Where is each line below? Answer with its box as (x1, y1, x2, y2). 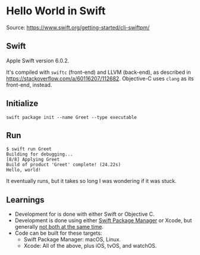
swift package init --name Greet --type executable (6, 114, 137, 120)
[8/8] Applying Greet (6, 157, 60, 163)
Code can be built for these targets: (14, 229, 102, 237)
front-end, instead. (6, 81, 52, 88)
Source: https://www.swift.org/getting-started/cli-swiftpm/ (6, 24, 150, 31)
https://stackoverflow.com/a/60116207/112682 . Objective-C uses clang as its (6, 74, 194, 82)
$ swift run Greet (6, 146, 52, 153)
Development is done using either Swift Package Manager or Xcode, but (14, 217, 192, 224)
